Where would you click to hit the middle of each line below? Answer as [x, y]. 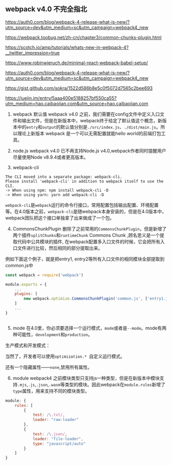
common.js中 [19, 265]
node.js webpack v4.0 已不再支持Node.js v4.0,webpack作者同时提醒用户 [89, 151]
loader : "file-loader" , [58, 439]
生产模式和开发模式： [28, 345]
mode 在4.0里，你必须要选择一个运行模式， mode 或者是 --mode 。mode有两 [90, 328]
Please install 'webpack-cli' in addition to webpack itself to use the [84, 181]
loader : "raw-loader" [56, 420]
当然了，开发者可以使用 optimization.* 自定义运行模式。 [65, 356]
